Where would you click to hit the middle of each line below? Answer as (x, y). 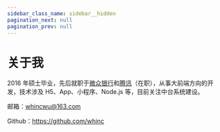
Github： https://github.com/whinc (56, 121)
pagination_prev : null (40, 26)
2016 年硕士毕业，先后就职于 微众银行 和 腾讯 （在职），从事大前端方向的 (107, 83)
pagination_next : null (40, 20)
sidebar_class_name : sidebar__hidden (62, 13)
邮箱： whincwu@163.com (44, 106)
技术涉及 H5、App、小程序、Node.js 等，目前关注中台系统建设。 (111, 92)
